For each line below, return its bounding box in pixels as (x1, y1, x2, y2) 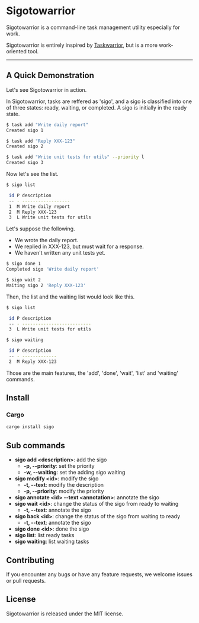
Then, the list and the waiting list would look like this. (6, 293, 135, 300)
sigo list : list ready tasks (14, 532, 75, 539)
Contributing (6, 555, 54, 565)
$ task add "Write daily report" (6, 121, 89, 128)
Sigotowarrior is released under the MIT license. (6, 610, 124, 617)
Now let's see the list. (6, 171, 59, 177)
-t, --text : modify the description (23, 481, 104, 489)
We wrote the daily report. (14, 237, 79, 244)
